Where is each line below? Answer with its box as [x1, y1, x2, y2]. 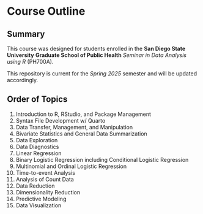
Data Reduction [15, 182, 55, 189]
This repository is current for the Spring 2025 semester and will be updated [7, 70, 197, 77]
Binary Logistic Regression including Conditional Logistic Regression [15, 156, 189, 163]
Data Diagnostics [15, 143, 59, 150]
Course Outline [7, 4, 86, 18]
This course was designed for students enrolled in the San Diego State [7, 45, 186, 52]
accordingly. [7, 77, 39, 83]
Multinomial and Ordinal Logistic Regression [15, 162, 127, 170]
